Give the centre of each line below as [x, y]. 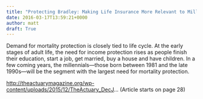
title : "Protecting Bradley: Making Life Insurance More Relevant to [96, 12]
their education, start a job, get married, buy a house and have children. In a [101, 59]
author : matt [23, 23]
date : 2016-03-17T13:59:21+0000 [47, 18]
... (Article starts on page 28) [150, 90]
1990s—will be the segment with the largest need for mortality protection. [98, 72]
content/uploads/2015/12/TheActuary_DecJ [60, 90]
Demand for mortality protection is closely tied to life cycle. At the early [95, 46]
